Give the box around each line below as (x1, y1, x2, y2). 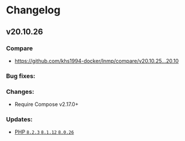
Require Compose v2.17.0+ (14, 101, 79, 108)
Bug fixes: (6, 72, 36, 80)
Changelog (6, 3, 61, 17)
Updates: (6, 115, 33, 124)
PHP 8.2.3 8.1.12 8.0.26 (14, 129, 74, 136)
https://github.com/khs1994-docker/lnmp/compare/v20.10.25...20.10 (14, 57, 179, 64)
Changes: (6, 87, 34, 96)
